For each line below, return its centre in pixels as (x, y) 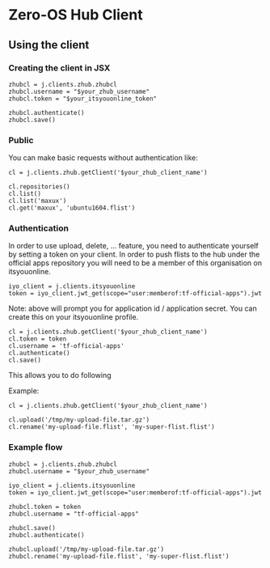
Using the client (49, 45)
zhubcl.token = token (45, 507)
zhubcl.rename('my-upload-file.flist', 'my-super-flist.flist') (119, 556)
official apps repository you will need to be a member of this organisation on (135, 263)
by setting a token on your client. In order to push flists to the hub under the (134, 254)
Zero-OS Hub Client (76, 15)
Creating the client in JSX (59, 68)
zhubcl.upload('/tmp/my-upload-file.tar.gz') (86, 549)
